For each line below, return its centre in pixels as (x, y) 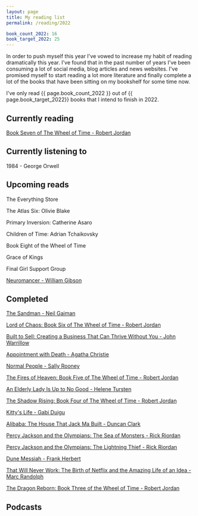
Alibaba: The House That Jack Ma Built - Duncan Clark (73, 424)
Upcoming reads (38, 185)
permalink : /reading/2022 (38, 23)
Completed (27, 299)
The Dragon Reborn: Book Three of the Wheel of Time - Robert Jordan (93, 488)
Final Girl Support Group (36, 268)
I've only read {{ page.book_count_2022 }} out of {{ (69, 93)
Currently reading (40, 118)
